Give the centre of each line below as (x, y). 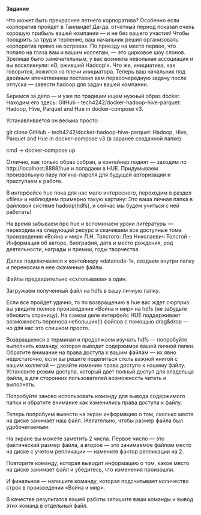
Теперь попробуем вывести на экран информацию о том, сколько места (100, 414)
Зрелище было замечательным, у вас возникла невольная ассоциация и (100, 59)
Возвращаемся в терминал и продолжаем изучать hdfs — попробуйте (97, 339)
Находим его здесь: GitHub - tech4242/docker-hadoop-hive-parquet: (94, 102)
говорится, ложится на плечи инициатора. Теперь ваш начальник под (96, 71)
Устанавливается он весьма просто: (53, 120)
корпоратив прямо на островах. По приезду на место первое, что (91, 46)
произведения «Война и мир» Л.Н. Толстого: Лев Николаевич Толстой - (99, 236)
